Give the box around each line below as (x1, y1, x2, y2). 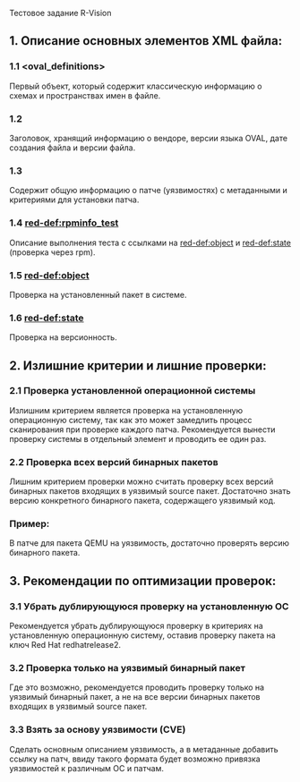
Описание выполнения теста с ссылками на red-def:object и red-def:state (9, 237, 291, 248)
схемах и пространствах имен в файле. (9, 89, 161, 101)
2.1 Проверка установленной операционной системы (9, 385, 256, 397)
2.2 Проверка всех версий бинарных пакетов (9, 455, 219, 468)
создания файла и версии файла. (9, 142, 136, 153)
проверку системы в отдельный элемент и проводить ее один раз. (9, 433, 267, 444)
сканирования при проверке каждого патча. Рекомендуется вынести (9, 424, 276, 435)
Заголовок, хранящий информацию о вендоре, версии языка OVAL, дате (9, 132, 288, 143)
